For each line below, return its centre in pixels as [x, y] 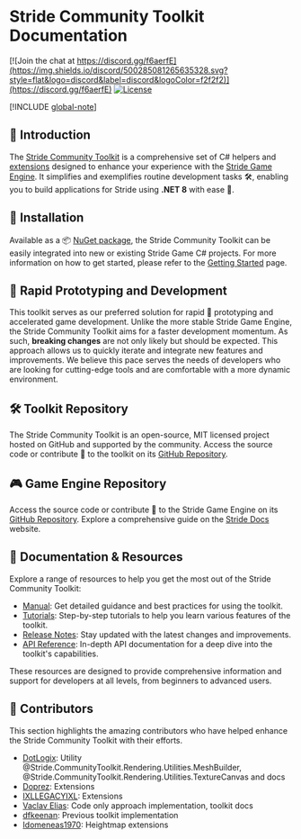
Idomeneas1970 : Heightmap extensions [95, 825]
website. [25, 529]
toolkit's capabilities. [60, 654]
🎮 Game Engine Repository [88, 483]
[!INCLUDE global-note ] [53, 106]
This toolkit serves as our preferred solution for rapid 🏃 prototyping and [142, 312]
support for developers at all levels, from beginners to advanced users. [141, 681]
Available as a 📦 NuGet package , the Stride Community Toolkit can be [140, 239]
